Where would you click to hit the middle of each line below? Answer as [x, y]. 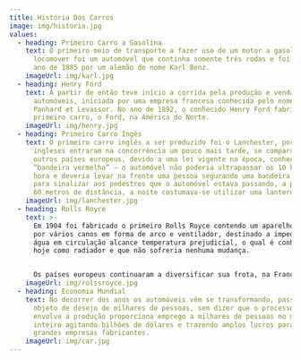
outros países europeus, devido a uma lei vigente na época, [150, 159]
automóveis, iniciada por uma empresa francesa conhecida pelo [154, 101]
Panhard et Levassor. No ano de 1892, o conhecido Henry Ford [151, 109]
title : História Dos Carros [62, 17]
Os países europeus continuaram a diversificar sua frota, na [151, 275]
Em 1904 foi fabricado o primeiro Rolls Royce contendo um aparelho [163, 226]
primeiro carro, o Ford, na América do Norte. [121, 117]
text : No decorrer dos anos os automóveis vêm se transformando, [150, 300]
